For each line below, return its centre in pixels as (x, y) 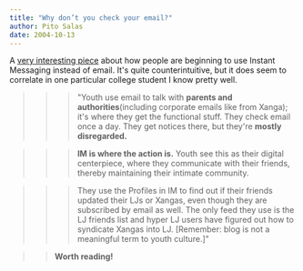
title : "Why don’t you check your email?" (91, 18)
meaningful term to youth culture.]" (143, 239)
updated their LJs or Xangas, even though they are (172, 200)
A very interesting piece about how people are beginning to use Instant (142, 61)
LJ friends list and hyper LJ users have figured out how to (185, 220)
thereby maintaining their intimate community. (163, 173)
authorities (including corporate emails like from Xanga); (182, 107)
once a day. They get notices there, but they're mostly (179, 126)
